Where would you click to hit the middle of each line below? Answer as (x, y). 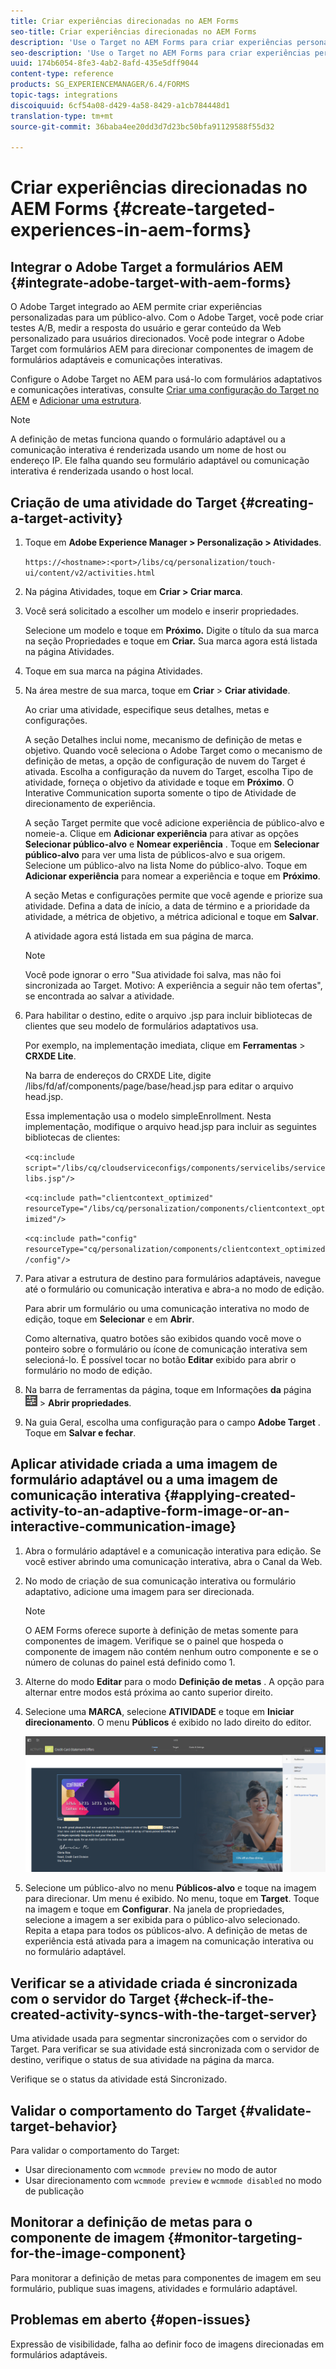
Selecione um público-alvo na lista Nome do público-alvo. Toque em (166, 866)
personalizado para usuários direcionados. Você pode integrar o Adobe (157, 339)
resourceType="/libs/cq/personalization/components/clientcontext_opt (175, 1209)
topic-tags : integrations (64, 95)
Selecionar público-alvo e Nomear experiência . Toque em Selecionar (172, 844)
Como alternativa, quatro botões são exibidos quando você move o (163, 1339)
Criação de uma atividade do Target (124, 502)
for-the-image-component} (98, 2253)
